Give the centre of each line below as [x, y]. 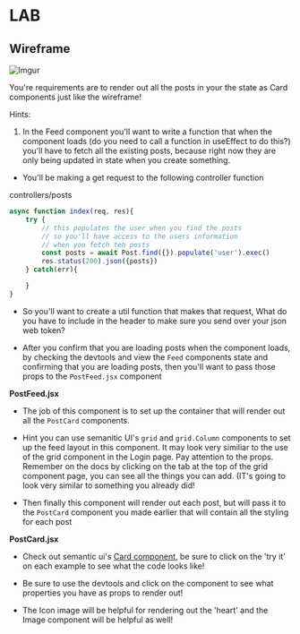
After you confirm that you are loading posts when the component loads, [156, 347]
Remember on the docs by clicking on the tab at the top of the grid [145, 466]
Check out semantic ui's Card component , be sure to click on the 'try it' [154, 556]
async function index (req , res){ [72, 211]
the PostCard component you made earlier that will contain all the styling [155, 512]
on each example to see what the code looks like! [113, 566]
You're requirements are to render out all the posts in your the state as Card [149, 87]
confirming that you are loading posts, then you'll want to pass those [149, 366]
